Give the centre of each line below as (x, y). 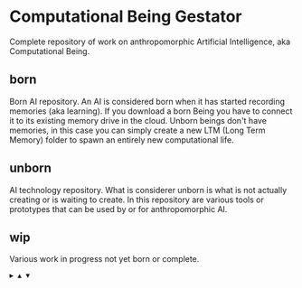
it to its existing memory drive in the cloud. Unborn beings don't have (138, 120)
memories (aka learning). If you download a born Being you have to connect (151, 111)
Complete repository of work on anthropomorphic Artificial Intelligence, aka (150, 42)
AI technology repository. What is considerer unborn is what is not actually (148, 190)
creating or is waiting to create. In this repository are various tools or (137, 200)
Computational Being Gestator (126, 17)
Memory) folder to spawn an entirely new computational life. (122, 139)
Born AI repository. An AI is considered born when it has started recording (147, 101)
